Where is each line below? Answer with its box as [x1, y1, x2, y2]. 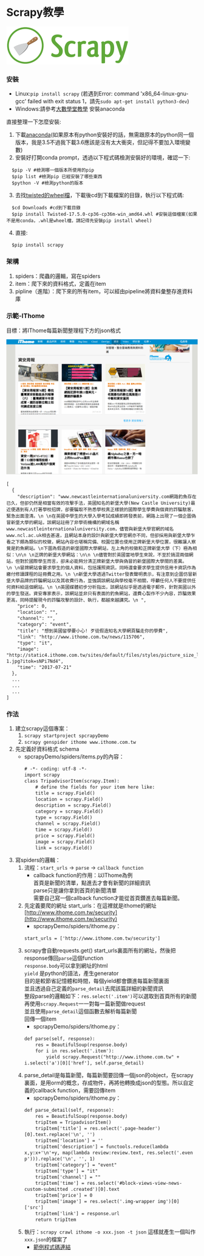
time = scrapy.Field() [35, 827, 93, 833]
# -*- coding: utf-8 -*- [24, 766, 87, 772]
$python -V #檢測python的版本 [12, 180, 84, 186]
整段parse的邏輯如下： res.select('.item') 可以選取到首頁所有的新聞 [24, 993, 197, 1000]
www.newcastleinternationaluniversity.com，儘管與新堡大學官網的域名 [6, 526, 174, 532]
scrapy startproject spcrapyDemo [24, 733, 109, 739]
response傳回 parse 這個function [24, 954, 104, 962]
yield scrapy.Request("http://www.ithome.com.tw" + [46, 1054, 180, 1060]
